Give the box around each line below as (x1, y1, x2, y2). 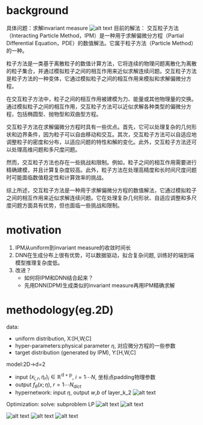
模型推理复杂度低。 (14, 259, 63, 266)
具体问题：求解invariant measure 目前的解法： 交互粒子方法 (6, 24, 179, 31)
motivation (6, 223, 62, 237)
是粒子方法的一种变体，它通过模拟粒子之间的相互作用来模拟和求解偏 (6, 75, 176, 82)
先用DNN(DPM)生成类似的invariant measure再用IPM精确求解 (24, 281, 175, 289)
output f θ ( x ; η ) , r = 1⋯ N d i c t (14, 381, 82, 390)
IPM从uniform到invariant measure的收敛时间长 (14, 244, 131, 251)
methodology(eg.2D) (6, 303, 114, 317)
